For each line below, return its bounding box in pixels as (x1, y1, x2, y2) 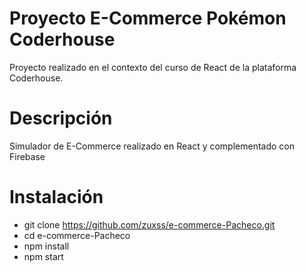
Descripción (9, 107, 113, 130)
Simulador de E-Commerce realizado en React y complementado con (9, 140, 296, 152)
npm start (23, 250, 64, 262)
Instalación (9, 186, 104, 209)
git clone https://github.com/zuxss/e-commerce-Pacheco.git (23, 218, 276, 231)
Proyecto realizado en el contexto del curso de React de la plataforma (9, 61, 297, 73)
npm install (23, 240, 70, 252)
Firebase (9, 150, 46, 162)
